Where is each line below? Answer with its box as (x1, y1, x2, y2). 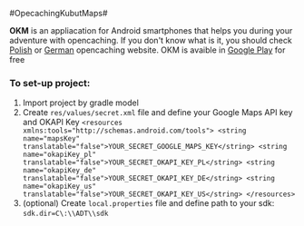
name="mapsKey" (22, 134, 81, 143)
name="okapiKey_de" (22, 166, 97, 175)
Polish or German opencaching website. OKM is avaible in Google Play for (9, 44, 286, 55)
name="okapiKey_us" (22, 182, 97, 192)
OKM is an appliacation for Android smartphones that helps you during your (9, 25, 293, 35)
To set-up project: (9, 76, 91, 89)
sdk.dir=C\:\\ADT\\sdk (22, 209, 109, 219)
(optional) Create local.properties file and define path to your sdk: (22, 198, 275, 209)
